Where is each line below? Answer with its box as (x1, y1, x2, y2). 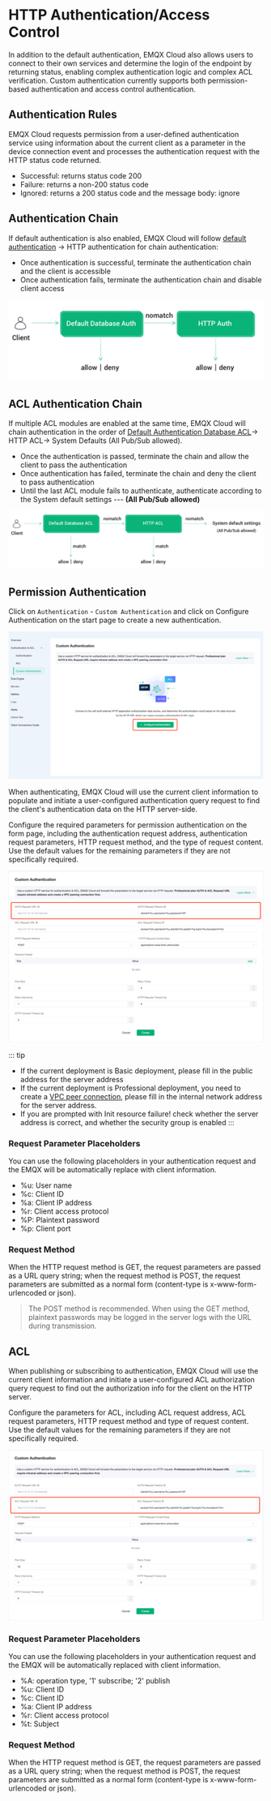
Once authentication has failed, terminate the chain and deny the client (19, 469, 256, 479)
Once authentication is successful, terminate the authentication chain (19, 257, 252, 267)
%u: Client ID (19, 1685, 65, 1695)
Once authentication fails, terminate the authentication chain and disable (19, 274, 262, 285)
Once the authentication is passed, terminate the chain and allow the (19, 452, 249, 462)
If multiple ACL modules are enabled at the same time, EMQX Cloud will (8, 419, 247, 428)
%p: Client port (19, 1223, 71, 1234)
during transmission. (28, 1321, 97, 1331)
